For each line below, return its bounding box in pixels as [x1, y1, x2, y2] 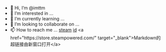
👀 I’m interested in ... [10, 10, 54, 16]
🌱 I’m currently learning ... [10, 16, 65, 21]
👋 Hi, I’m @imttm [10, 5, 45, 11]
